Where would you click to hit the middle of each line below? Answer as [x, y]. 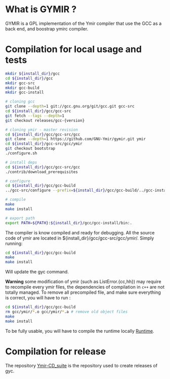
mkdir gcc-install [25, 92]
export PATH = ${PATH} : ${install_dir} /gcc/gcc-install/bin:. [69, 223]
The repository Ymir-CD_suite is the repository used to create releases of [81, 365]
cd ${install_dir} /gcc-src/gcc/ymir [44, 144]
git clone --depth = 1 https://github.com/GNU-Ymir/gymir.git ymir [75, 139]
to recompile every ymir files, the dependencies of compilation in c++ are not [85, 287]
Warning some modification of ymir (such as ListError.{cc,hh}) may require [83, 282]
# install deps [21, 162]
